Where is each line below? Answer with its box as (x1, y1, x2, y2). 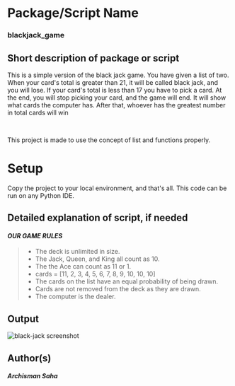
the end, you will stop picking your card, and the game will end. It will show (7, 93, 227, 102)
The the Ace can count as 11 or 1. (35, 262, 132, 271)
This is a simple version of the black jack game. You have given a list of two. (7, 71, 229, 79)
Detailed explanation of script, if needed (7, 212, 188, 224)
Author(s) (7, 352, 52, 364)
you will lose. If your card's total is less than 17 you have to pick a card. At (7, 86, 222, 94)
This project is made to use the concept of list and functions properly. (7, 136, 211, 144)
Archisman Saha (7, 372, 58, 380)
